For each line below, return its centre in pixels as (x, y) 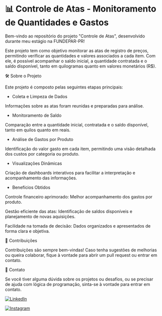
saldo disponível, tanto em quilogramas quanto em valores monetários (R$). (81, 66)
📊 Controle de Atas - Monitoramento (81, 9)
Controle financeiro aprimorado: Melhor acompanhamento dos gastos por (79, 196)
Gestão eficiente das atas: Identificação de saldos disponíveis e (69, 211)
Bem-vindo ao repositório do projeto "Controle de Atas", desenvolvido (75, 36)
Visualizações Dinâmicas (37, 163)
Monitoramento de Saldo (37, 115)
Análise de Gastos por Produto (43, 139)
